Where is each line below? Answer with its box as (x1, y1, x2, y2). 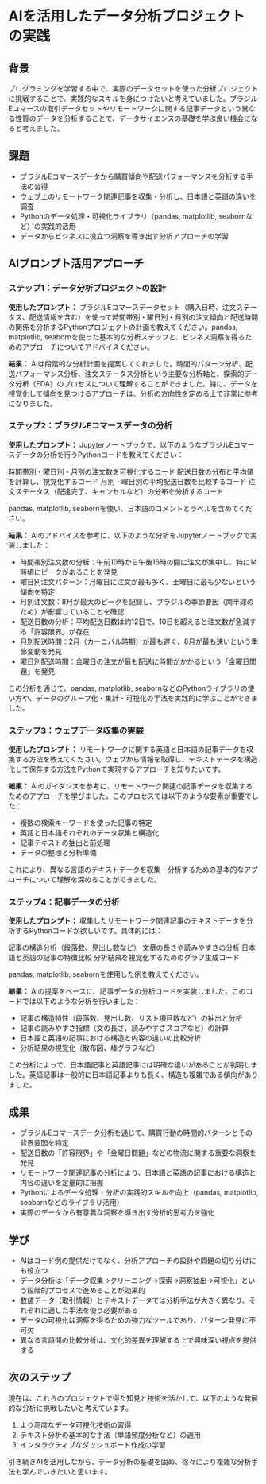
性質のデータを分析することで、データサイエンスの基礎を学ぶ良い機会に (14, 114, 252, 123)
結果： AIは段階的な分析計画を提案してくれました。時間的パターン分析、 (8, 358, 246, 368)
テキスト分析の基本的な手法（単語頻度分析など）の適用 (19, 1430, 201, 1439)
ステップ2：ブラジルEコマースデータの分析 (8, 420, 172, 432)
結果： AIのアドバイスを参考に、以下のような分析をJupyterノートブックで (8, 530, 251, 540)
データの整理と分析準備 (19, 848, 97, 858)
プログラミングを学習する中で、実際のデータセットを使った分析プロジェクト (8, 84, 259, 93)
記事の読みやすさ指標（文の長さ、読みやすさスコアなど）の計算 (19, 1023, 229, 1033)
